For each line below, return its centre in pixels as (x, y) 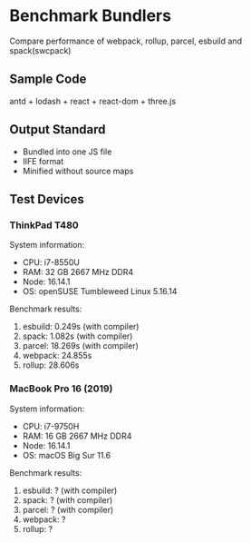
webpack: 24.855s (57, 356)
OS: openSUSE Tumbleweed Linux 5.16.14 (100, 291)
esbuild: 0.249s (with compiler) (81, 327)
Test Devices (47, 199)
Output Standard (58, 129)
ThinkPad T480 (44, 225)
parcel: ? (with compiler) (68, 509)
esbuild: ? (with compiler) (70, 490)
